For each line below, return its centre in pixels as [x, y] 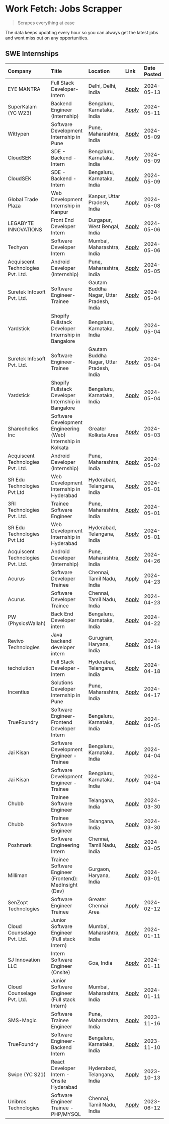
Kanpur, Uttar [104, 196]
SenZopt [18, 902]
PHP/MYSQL [66, 1114]
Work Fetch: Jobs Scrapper [64, 9]
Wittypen [18, 134]
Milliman [18, 875]
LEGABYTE [21, 223]
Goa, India [100, 963]
